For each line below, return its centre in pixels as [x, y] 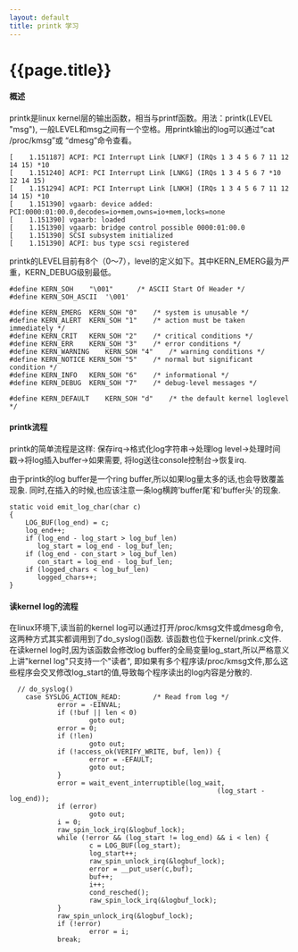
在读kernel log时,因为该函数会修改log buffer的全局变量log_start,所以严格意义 [149, 650]
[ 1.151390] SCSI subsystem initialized [91, 235]
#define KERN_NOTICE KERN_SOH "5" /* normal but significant [131, 359]
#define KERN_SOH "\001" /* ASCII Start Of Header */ [127, 289]
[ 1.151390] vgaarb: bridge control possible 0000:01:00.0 [127, 227]
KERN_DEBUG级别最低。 [70, 272]
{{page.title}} [60, 70]
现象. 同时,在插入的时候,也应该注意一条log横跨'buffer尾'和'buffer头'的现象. [145, 490]
